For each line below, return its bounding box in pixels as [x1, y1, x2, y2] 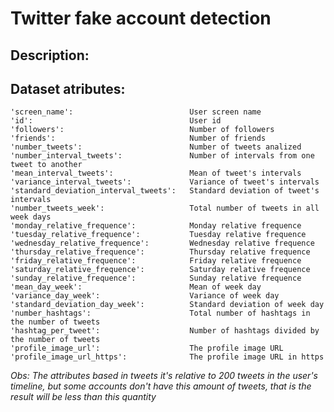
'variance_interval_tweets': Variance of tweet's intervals [10, 177, 320, 187]
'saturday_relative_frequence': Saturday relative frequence [10, 265, 311, 275]
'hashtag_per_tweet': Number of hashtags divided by [10, 326, 320, 336]
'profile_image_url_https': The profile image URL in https [10, 352, 325, 362]
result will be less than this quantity [10, 391, 157, 403]
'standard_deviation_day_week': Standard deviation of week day [10, 300, 325, 310]
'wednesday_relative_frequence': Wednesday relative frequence [10, 238, 315, 249]
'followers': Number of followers [10, 125, 275, 135]
